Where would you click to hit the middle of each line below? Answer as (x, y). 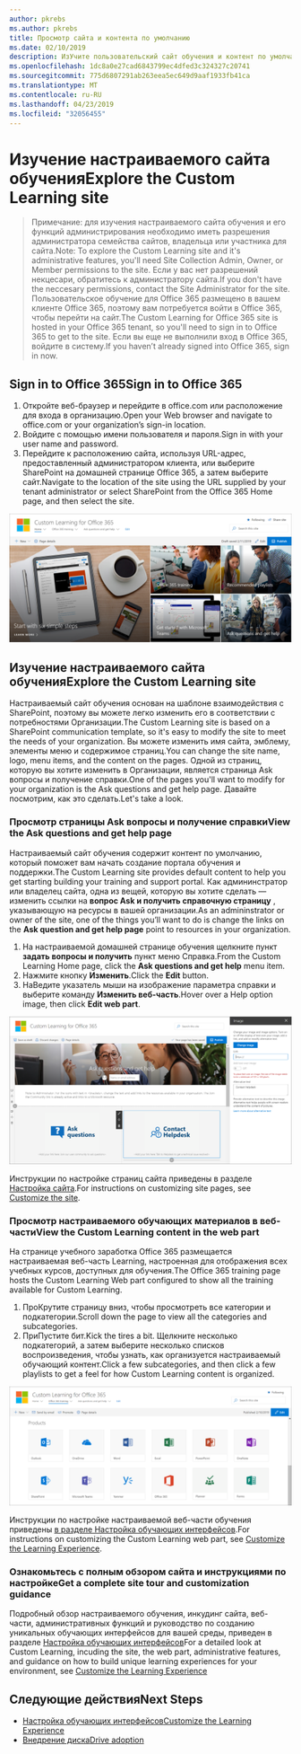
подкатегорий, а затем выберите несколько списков (123, 1345)
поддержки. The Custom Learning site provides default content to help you (148, 872)
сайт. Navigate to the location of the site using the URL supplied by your (154, 482)
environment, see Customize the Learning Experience (108, 1671)
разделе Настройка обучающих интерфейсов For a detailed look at (135, 1643)
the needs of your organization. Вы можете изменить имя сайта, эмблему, (150, 742)
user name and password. (70, 444)
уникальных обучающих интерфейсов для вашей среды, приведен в (141, 1633)
